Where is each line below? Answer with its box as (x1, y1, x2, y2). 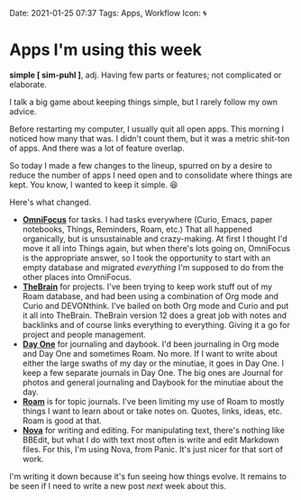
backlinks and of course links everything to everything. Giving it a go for (22, 319, 291, 330)
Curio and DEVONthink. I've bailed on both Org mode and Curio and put (22, 300, 289, 311)
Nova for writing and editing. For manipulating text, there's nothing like (22, 424, 286, 435)
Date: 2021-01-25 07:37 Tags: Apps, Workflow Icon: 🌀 (9, 8, 207, 18)
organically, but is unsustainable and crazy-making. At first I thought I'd (22, 233, 288, 244)
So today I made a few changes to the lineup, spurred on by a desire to (9, 159, 273, 170)
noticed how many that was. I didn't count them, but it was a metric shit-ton (9, 132, 290, 143)
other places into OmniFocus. (22, 271, 132, 282)
